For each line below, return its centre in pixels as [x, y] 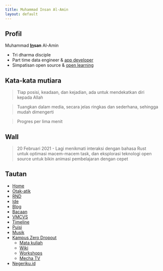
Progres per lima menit [40, 122]
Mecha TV [30, 258]
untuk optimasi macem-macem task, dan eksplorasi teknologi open [84, 153]
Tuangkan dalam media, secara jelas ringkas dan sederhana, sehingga [88, 107]
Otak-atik [21, 191]
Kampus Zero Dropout [34, 237]
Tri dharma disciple [31, 55]
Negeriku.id [24, 263]
